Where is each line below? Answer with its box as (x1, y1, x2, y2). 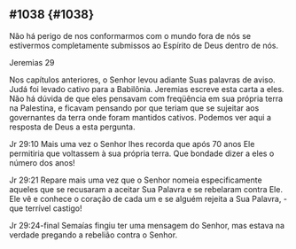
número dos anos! (9, 157, 75, 167)
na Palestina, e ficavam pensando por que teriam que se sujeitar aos (9, 102, 260, 113)
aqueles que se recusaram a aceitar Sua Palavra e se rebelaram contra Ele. (9, 183, 284, 194)
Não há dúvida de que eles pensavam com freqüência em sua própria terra (9, 93, 284, 104)
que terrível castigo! (9, 203, 82, 214)
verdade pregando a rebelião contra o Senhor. (9, 230, 178, 240)
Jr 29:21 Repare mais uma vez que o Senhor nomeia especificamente (9, 175, 263, 185)
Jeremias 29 (9, 57, 55, 67)
